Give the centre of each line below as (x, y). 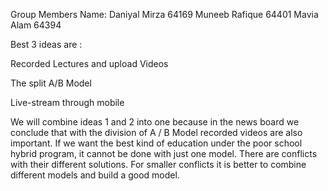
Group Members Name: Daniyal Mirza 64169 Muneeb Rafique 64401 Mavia (164, 14)
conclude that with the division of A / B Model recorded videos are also (156, 132)
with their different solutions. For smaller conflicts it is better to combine (158, 164)
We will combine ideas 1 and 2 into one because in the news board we (155, 122)
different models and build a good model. (95, 175)
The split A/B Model (51, 83)
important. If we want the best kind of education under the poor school (156, 143)
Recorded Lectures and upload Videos (89, 63)
